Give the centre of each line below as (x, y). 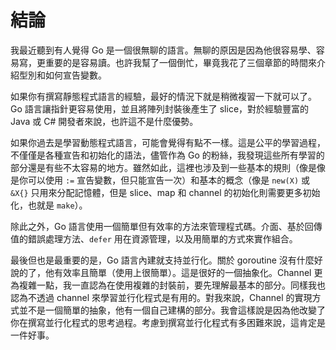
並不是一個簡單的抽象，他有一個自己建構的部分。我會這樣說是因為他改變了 (172, 310)
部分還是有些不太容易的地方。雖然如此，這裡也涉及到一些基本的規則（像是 (163, 167)
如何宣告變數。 (75, 75)
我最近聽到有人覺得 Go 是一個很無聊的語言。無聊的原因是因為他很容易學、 (163, 50)
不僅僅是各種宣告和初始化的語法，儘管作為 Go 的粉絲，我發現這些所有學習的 (167, 155)
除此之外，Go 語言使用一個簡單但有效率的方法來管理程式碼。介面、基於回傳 (166, 226)
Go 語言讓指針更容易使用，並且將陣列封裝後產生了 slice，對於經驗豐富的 (160, 108)
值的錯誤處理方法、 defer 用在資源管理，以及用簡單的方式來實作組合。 (154, 238)
